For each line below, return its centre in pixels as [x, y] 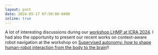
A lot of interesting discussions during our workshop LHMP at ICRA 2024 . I [79, 32]
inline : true [18, 18]
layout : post [18, 9]
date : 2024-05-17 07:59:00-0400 [37, 14]
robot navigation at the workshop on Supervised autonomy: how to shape [78, 42]
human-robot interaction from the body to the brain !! [57, 48]
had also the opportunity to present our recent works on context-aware [76, 37]
